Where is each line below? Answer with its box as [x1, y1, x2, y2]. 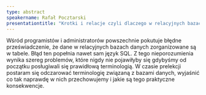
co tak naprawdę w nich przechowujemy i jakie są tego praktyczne [6, 76, 175, 83]
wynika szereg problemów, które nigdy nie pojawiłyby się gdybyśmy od [6, 56, 187, 64]
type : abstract [6, 9, 45, 15]
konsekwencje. [6, 82, 45, 90]
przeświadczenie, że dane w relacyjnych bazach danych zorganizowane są [6, 43, 196, 51]
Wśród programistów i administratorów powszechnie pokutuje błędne [6, 37, 182, 44]
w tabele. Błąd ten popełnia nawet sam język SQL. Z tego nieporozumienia [6, 50, 194, 57]
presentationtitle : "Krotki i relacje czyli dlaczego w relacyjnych [6, 20, 185, 26]
